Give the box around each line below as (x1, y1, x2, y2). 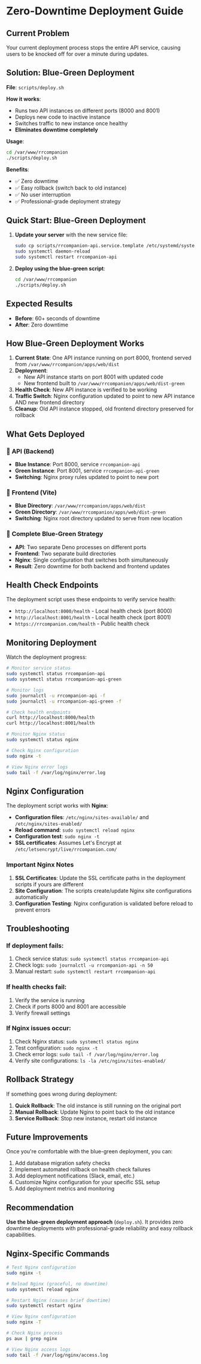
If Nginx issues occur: (6, 1024, 72, 1033)
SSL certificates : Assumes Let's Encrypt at (14, 839, 122, 847)
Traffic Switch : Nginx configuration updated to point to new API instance (14, 392, 195, 400)
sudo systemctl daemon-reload (14, 248, 91, 254)
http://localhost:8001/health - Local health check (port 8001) (14, 614, 172, 621)
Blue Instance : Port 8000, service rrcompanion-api (14, 461, 141, 468)
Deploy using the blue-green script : (14, 265, 106, 272)
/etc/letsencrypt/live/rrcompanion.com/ (14, 847, 117, 853)
